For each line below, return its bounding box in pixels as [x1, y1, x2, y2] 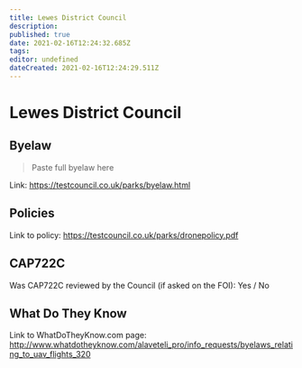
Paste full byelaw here [31, 161, 114, 172]
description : [9, 22, 59, 31]
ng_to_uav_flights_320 [9, 349, 91, 360]
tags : [9, 47, 30, 56]
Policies [9, 206, 56, 221]
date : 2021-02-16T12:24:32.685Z [9, 38, 131, 48]
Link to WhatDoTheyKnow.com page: [9, 330, 147, 341]
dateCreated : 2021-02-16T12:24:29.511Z [9, 64, 160, 73]
